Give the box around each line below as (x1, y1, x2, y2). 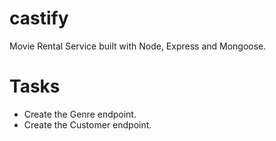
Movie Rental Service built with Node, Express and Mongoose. (9, 40, 267, 52)
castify (9, 7, 69, 30)
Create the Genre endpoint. (23, 108, 137, 120)
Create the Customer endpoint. (23, 118, 152, 131)
